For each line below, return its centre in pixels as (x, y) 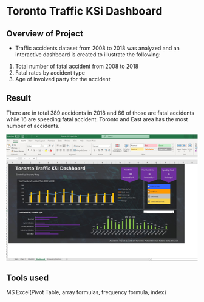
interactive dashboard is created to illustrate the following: (88, 55)
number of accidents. (33, 126)
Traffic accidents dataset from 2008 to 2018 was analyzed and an (97, 48)
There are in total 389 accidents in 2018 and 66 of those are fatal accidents (100, 113)
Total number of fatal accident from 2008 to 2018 (76, 66)
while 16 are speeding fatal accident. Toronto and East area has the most (97, 119)
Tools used (28, 277)
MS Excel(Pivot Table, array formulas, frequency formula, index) (87, 292)
